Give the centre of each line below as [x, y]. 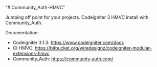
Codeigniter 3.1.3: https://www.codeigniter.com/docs [68, 42]
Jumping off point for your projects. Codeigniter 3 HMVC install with [77, 17]
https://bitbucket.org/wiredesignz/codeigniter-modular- [93, 48]
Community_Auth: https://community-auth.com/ [63, 59]
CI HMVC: [23, 48]
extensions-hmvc [31, 53]
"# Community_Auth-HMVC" [35, 7]
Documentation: [22, 32]
